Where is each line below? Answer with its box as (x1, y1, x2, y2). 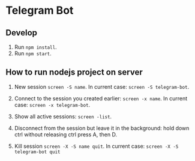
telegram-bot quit (14, 148, 61, 155)
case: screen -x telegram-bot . (14, 101, 91, 108)
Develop (5, 28, 37, 38)
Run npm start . (14, 50, 52, 57)
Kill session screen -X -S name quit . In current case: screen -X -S (14, 142, 179, 150)
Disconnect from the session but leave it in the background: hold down (14, 124, 190, 132)
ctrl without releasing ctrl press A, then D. (14, 130, 118, 138)
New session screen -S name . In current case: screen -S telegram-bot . (14, 83, 190, 90)
